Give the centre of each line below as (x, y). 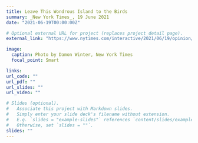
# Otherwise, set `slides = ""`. (50, 125)
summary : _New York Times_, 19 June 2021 (58, 17)
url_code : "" (22, 76)
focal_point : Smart (35, 60)
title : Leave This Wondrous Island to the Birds (67, 11)
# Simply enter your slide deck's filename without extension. (88, 114)
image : (14, 49)
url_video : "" (24, 93)
